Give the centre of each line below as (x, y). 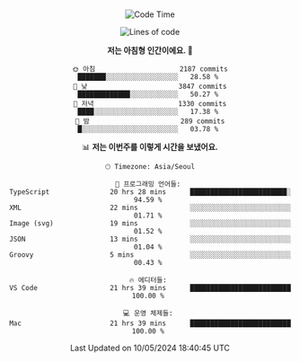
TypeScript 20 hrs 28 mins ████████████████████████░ (150, 192)
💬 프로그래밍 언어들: (148, 184)
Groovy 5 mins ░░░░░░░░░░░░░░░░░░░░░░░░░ (150, 255)
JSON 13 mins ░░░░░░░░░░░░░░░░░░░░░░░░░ (150, 239)
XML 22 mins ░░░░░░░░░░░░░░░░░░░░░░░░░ (150, 207)
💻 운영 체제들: (148, 313)
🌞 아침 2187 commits (150, 69)
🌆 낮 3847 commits (150, 86)
